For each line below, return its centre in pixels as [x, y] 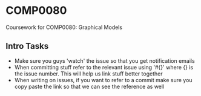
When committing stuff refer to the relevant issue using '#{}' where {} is [104, 67]
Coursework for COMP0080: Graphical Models [64, 27]
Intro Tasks [27, 46]
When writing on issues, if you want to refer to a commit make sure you [103, 80]
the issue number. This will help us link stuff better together [88, 74]
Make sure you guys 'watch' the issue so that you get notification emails [104, 60]
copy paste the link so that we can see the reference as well [89, 86]
